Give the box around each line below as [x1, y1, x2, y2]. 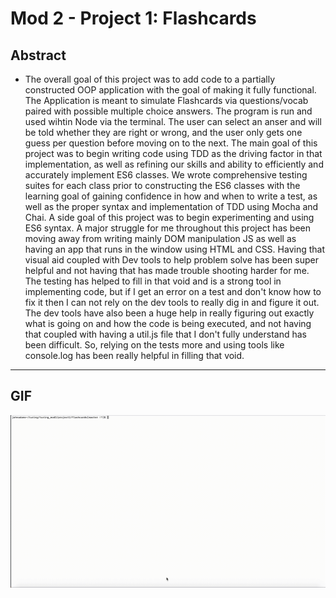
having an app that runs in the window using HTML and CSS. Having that [24, 243, 325, 255]
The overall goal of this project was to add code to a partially [24, 73, 276, 85]
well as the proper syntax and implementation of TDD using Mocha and [24, 201, 319, 212]
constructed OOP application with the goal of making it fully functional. [24, 84, 317, 96]
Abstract [10, 47, 67, 64]
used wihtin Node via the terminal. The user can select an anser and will [24, 116, 322, 127]
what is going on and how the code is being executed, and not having [24, 318, 312, 329]
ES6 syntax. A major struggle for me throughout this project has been [24, 222, 312, 234]
